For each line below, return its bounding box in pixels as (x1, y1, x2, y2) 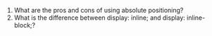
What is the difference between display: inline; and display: (13, 13, 185, 22)
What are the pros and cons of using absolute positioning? (13, 6, 184, 14)
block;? (13, 21, 36, 29)
